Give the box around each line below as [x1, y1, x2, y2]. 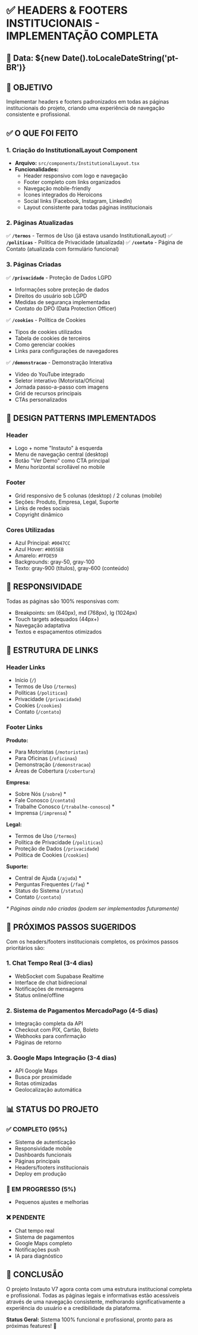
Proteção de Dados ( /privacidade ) [14, 845, 100, 852]
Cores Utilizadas [6, 526, 55, 534]
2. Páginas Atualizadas [6, 218, 74, 227]
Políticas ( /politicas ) [14, 689, 68, 696]
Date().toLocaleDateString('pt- [62, 53, 179, 63]
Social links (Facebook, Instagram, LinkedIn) [23, 198, 133, 205]
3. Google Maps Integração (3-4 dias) [6, 1054, 117, 1062]
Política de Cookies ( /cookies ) [14, 851, 89, 858]
